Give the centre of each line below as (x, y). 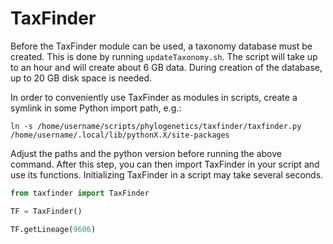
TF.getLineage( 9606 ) (53, 229)
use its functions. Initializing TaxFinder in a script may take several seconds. (167, 174)
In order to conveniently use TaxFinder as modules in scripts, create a (154, 97)
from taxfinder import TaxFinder (80, 193)
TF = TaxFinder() (46, 211)
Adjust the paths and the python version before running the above (146, 153)
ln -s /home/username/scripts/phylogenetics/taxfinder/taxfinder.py (156, 126)
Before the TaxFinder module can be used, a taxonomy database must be (161, 46)
